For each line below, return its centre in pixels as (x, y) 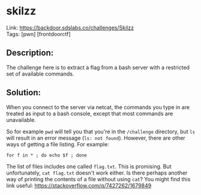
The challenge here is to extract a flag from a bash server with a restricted (98, 67)
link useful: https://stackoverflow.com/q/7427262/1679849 (79, 185)
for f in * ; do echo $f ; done (46, 155)
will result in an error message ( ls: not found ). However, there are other (96, 138)
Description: (30, 53)
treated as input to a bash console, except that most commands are (90, 113)
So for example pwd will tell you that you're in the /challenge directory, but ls (101, 131)
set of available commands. (40, 74)
